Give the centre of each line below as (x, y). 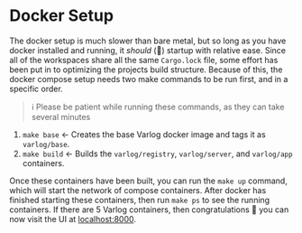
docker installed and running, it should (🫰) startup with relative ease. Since (148, 50)
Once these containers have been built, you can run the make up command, (149, 181)
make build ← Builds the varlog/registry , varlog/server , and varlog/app (157, 154)
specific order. (36, 89)
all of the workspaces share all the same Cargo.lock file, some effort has (144, 60)
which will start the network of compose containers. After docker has (138, 190)
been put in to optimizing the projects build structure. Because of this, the (146, 70)
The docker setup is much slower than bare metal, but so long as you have (148, 41)
